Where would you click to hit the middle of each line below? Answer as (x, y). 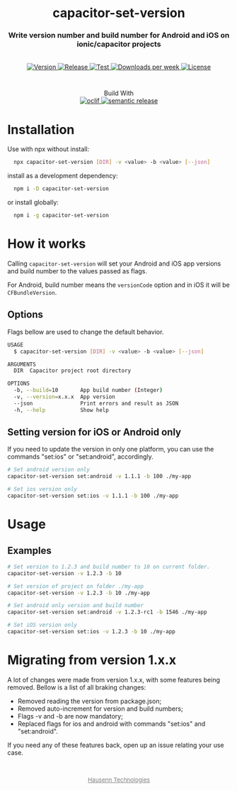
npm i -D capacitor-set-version (62, 189)
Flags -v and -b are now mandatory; (70, 716)
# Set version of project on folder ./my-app (75, 586)
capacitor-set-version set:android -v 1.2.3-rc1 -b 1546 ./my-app (107, 612)
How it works (47, 244)
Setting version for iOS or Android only (94, 432)
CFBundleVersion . (32, 292)
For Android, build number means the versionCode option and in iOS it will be (118, 285)
